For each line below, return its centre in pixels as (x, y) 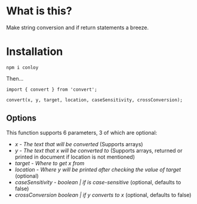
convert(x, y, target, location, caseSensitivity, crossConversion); (95, 100)
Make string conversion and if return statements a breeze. (78, 27)
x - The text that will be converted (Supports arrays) (79, 144)
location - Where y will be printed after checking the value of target (98, 169)
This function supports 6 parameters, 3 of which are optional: (82, 132)
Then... (15, 78)
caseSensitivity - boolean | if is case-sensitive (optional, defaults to (98, 182)
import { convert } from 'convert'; (52, 89)
